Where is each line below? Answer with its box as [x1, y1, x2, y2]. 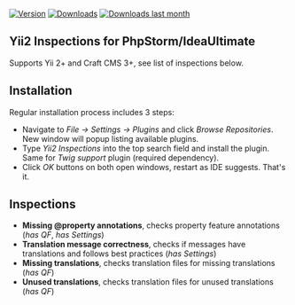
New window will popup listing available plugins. [21, 133, 199, 144]
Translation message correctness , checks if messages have [21, 239, 246, 250]
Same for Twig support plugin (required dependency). [21, 152, 220, 163]
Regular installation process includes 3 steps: [9, 106, 175, 117]
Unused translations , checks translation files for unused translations [21, 277, 275, 287]
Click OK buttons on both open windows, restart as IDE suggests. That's [21, 161, 286, 172]
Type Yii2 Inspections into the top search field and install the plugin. [21, 143, 270, 153]
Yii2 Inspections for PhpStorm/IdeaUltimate [9, 34, 255, 49]
